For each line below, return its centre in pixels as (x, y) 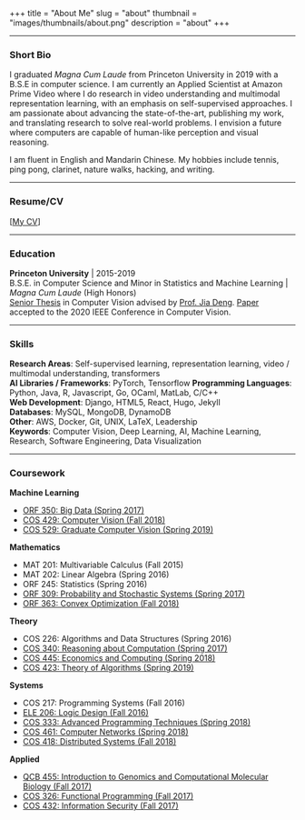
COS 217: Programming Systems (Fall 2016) (104, 703)
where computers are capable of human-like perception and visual (134, 133)
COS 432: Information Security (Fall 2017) (100, 806)
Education (33, 254)
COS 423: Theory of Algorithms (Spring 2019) (108, 668)
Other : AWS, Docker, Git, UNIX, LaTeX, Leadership (103, 422)
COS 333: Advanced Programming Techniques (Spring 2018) (137, 723)
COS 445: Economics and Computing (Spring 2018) (119, 658)
